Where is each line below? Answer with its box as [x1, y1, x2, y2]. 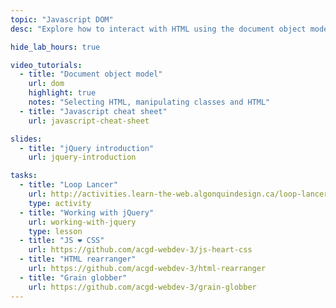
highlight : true [28, 88, 97, 98]
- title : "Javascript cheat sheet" [19, 106, 168, 116]
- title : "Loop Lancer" [19, 180, 118, 190]
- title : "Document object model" [19, 69, 163, 80]
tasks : [10, 171, 38, 181]
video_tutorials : [10, 60, 83, 70]
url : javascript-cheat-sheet [28, 116, 150, 126]
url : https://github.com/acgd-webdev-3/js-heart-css [28, 245, 253, 255]
